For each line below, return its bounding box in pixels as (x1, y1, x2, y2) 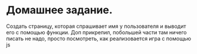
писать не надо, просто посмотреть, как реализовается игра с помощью (6, 35, 192, 42)
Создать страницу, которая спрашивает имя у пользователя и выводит (6, 23, 186, 30)
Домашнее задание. (6, 3, 113, 17)
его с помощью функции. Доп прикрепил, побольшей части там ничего (6, 28, 187, 35)
